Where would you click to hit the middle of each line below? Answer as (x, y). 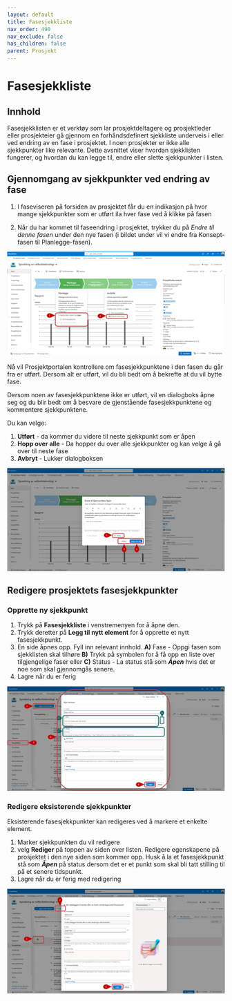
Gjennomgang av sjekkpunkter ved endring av (109, 179)
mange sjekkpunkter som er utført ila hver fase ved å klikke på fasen (114, 213)
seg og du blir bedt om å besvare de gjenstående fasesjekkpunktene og (109, 402)
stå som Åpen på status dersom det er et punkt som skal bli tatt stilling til (121, 864)
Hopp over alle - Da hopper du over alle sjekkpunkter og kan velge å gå (119, 444)
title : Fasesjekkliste (40, 22)
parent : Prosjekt (32, 51)
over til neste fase (42, 451)
